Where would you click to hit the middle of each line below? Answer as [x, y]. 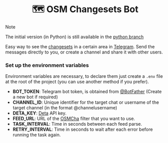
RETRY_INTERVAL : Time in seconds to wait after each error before [83, 129]
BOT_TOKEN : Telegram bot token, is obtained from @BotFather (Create [87, 92]
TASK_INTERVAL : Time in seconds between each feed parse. [77, 124]
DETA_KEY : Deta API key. [40, 113]
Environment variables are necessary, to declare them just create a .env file [84, 76]
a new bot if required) [35, 97]
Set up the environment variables [47, 65]
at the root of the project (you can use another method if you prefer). [77, 82]
